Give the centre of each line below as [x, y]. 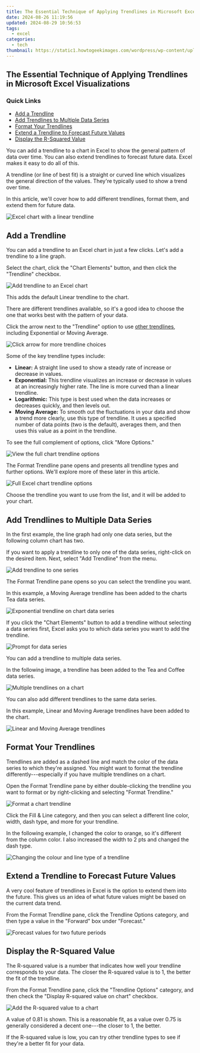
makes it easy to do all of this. [43, 163]
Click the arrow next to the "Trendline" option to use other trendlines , [91, 327]
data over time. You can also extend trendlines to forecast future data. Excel [99, 157]
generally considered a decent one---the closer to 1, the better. [84, 1026]
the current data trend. [34, 903]
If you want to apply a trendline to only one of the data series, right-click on [99, 552]
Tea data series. [26, 600]
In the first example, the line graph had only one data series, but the [89, 534]
